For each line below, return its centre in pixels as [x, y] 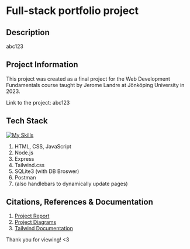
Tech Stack [27, 121]
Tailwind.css [30, 165]
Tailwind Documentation [44, 229]
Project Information [42, 65]
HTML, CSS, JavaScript [43, 146]
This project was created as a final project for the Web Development [88, 79]
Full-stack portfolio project [72, 11]
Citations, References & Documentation [80, 202]
